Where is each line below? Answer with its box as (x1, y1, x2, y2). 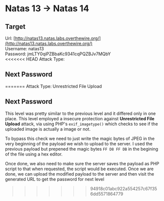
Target (5, 22, 26, 31)
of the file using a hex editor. (5, 151, 63, 157)
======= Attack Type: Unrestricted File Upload (5, 83, 102, 89)
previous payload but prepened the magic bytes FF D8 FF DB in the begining (5, 146, 158, 152)
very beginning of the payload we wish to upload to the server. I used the (5, 140, 153, 147)
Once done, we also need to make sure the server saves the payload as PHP (5, 160, 160, 166)
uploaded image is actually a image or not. (5, 126, 91, 132)
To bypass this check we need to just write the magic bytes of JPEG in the (5, 135, 155, 141)
